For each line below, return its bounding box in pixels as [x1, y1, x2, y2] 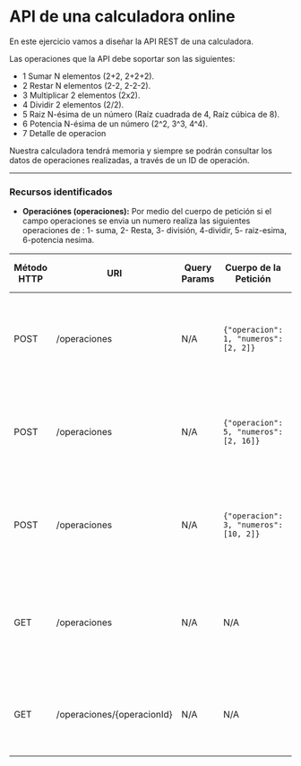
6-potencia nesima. [21, 235, 95, 246]
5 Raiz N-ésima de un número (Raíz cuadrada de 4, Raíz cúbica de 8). [21, 109, 280, 119]
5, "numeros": [222, 427, 284, 437]
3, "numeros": [222, 520, 284, 530]
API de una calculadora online [9, 6, 236, 27]
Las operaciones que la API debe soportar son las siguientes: [9, 53, 236, 64]
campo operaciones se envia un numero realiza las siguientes [21, 215, 251, 226]
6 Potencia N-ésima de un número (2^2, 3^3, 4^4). [21, 118, 209, 129]
